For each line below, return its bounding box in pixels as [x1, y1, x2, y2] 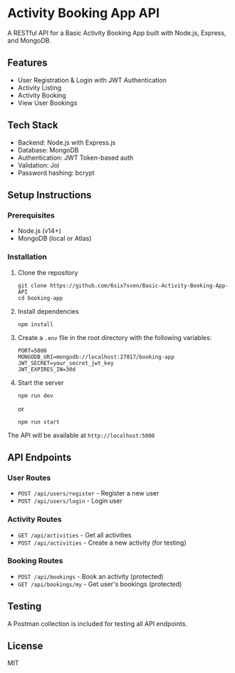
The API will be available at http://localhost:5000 [7, 431, 155, 439]
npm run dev [17, 392, 53, 399]
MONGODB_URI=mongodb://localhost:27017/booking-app [17, 353, 174, 361]
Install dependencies [17, 307, 80, 315]
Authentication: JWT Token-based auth [17, 153, 134, 162]
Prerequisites [7, 210, 55, 220]
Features [7, 57, 48, 69]
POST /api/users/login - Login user [17, 497, 123, 505]
